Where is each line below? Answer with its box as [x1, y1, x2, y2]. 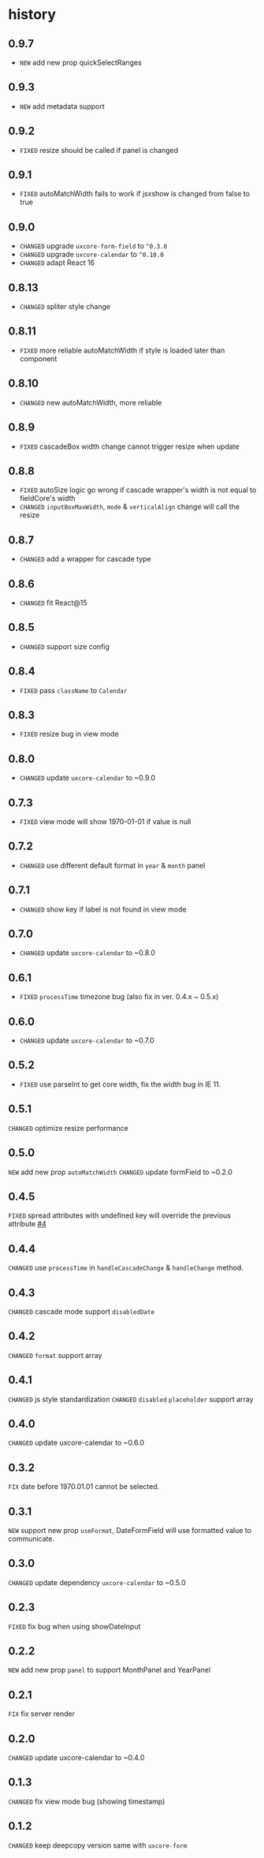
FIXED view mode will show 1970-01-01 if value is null [19, 817, 191, 826]
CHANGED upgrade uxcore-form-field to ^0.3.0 [19, 241, 168, 251]
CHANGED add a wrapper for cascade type [19, 554, 151, 564]
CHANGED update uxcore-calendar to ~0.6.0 [8, 1438, 144, 1448]
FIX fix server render [8, 1709, 76, 1718]
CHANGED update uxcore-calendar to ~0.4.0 [8, 1753, 145, 1763]
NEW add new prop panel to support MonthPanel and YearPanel [8, 1666, 211, 1675]
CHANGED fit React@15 [19, 598, 88, 607]
